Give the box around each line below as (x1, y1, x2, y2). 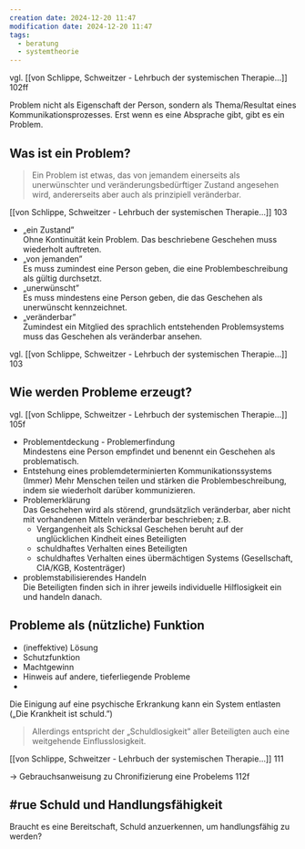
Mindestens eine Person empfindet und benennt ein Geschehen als (22, 446, 276, 457)
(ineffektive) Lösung (22, 642, 98, 653)
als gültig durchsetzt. (22, 273, 102, 284)
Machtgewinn (22, 661, 75, 672)
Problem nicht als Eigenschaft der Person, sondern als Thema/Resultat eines (9, 99, 297, 110)
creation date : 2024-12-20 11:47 (9, 13, 137, 23)
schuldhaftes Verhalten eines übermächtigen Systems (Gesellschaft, (36, 553, 293, 564)
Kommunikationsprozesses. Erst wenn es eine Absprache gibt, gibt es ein (9, 109, 285, 120)
